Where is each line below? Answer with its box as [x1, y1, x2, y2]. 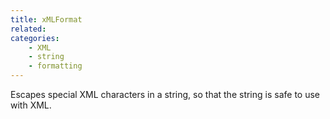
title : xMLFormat [10, 14, 83, 25]
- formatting [28, 61, 83, 71]
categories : [10, 33, 60, 43]
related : [10, 24, 47, 34]
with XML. [10, 99, 52, 111]
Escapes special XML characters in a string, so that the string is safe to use [10, 89, 321, 100]
